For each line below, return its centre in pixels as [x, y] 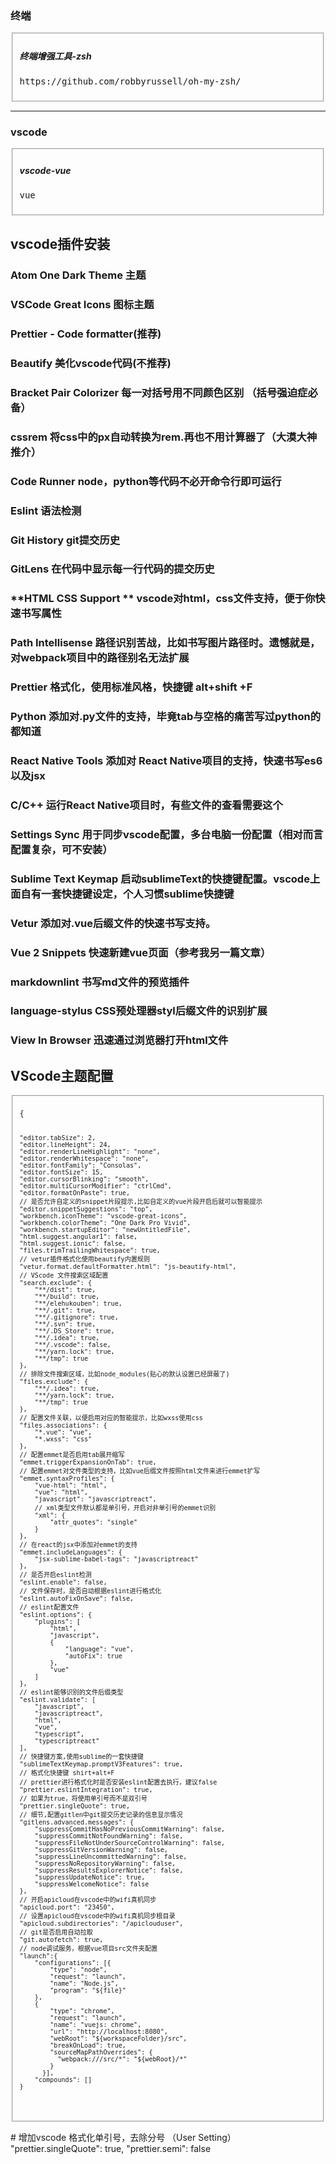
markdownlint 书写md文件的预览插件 [100, 982]
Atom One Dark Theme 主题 [78, 275]
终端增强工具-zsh [55, 56]
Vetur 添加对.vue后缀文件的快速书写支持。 [113, 923]
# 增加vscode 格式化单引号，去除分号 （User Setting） [123, 2137]
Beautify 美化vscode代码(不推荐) [91, 363]
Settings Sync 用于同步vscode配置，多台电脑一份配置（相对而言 [167, 834]
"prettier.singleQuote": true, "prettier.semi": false [111, 2148]
